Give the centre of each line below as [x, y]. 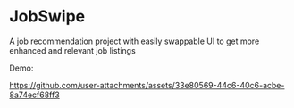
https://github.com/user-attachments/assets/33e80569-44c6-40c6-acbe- [147, 85]
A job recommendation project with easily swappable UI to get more [134, 41]
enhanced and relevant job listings [72, 50]
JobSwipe [47, 17]
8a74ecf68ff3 [34, 95]
